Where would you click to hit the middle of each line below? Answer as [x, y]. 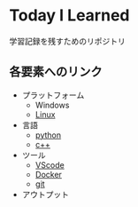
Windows [52, 105]
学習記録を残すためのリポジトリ [67, 41]
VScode [50, 164]
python [48, 135]
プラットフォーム [53, 95]
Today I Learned [69, 16]
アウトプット [45, 194]
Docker [48, 174]
